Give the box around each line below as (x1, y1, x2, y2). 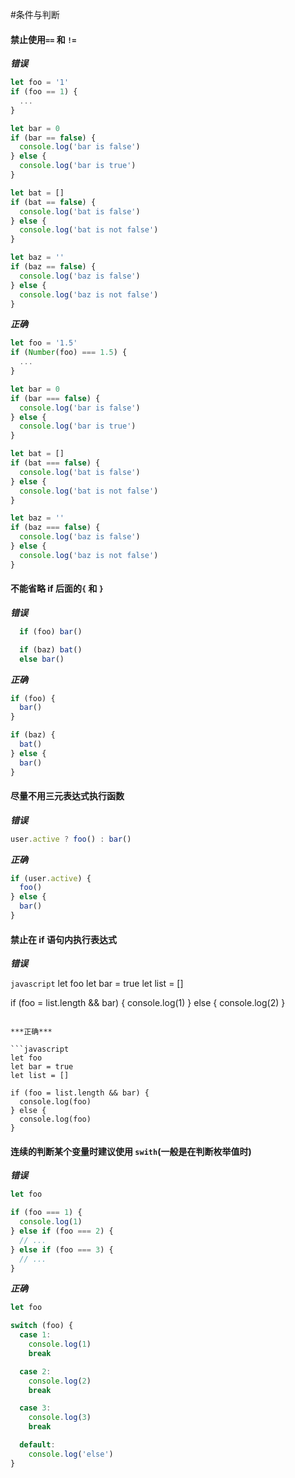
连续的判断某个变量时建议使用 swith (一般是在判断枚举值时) (10, 1145, 252, 1157)
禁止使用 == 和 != (10, 33, 77, 45)
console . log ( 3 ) (28, 1413, 92, 1423)
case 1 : (19, 1330, 52, 1340)
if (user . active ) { (10, 873, 92, 883)
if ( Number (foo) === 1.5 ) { (10, 348, 128, 358)
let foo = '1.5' (10, 338, 78, 348)
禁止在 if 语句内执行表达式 (10, 933, 117, 945)
